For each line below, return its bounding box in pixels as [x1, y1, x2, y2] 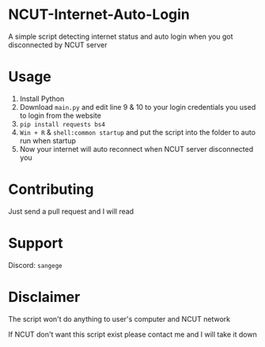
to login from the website [19, 111, 101, 120]
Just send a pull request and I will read [8, 206, 134, 216]
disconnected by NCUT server [8, 40, 108, 49]
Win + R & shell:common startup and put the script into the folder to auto [19, 127, 256, 137]
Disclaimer [8, 288, 81, 306]
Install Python [19, 93, 65, 104]
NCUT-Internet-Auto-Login [8, 6, 190, 24]
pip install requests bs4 [19, 120, 105, 128]
